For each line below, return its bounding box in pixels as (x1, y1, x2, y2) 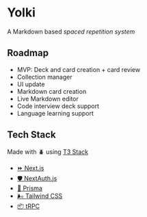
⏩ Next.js (16, 164, 44, 172)
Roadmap (7, 47, 49, 59)
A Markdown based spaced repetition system (7, 27, 135, 36)
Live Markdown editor (16, 94, 79, 103)
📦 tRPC (16, 202, 40, 210)
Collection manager (16, 73, 73, 81)
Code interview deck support (16, 101, 100, 110)
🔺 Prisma (16, 183, 43, 192)
